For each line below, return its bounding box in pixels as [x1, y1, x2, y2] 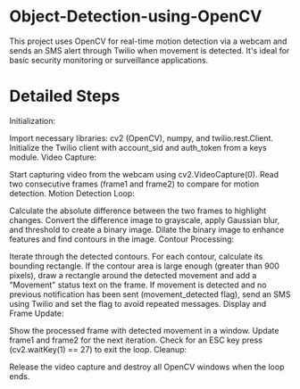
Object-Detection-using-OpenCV [9, 6, 262, 27]
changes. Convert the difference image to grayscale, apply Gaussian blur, [9, 214, 280, 225]
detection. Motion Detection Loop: [9, 187, 136, 198]
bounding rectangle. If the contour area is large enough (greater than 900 [9, 261, 279, 271]
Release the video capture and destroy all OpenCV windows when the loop [9, 361, 285, 372]
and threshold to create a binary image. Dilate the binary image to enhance [9, 224, 285, 235]
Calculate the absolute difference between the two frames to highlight [9, 205, 267, 216]
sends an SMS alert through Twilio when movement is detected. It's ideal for [9, 45, 290, 55]
